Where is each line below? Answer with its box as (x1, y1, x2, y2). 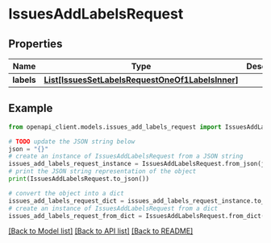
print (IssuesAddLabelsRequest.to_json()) (8, 175, 150, 183)
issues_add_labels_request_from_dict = (8, 212, 143, 220)
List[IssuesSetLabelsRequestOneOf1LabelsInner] (44, 74, 240, 85)
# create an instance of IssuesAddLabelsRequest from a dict (8, 204, 219, 212)
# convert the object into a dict (8, 189, 125, 197)
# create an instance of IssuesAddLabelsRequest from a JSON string (8, 152, 244, 161)
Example (8, 101, 53, 115)
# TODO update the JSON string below (8, 138, 135, 146)
